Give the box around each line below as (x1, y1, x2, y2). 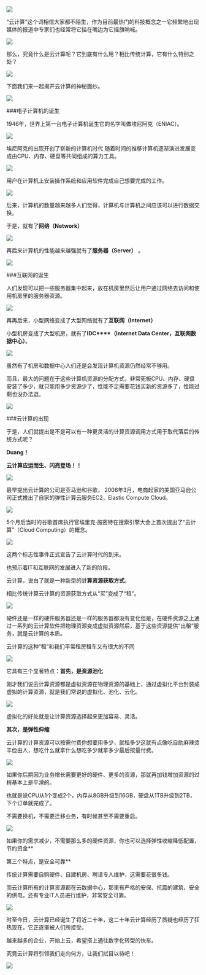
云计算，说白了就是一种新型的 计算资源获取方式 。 (6, 577, 130, 584)
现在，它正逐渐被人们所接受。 (11, 924, 87, 931)
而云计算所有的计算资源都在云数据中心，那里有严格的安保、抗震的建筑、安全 (6, 884, 200, 891)
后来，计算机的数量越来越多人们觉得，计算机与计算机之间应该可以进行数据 (6, 201, 194, 209)
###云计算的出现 (6, 415, 49, 422)
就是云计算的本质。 (17, 630, 66, 637)
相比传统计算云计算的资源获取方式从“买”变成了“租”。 (6, 590, 140, 597)
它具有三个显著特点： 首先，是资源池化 (6, 667, 103, 675)
